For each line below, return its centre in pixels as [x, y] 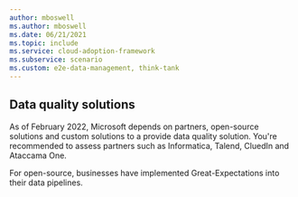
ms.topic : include [44, 43]
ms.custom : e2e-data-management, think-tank [94, 69]
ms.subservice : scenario [56, 60]
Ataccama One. [38, 155]
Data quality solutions [72, 105]
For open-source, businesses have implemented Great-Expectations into [144, 173]
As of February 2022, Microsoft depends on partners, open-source [134, 127]
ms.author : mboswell [48, 26]
